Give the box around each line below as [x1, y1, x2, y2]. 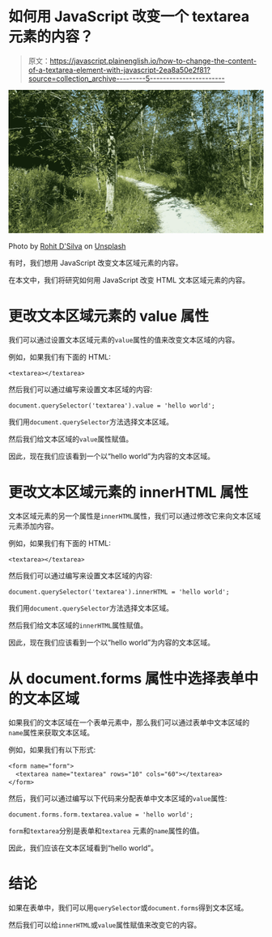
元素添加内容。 [8, 522, 58, 531]
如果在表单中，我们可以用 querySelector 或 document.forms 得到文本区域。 [8, 903, 249, 913]
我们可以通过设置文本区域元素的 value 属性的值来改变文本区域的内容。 [8, 335, 240, 345]
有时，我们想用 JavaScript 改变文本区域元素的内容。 [8, 258, 184, 268]
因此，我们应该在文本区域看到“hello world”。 [8, 843, 158, 853]
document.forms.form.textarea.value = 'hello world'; [8, 811, 194, 819]
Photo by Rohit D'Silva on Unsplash [8, 241, 126, 251]
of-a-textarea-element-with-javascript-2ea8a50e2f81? [28, 65, 210, 75]
